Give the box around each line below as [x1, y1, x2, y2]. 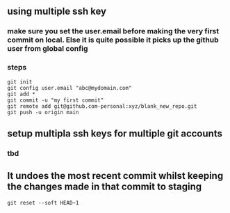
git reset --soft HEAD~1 [7, 199, 79, 206]
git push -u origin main [7, 109, 79, 116]
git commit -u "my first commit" [7, 97, 104, 104]
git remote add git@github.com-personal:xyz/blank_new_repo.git [7, 102, 197, 110]
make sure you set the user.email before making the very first [7, 26, 220, 36]
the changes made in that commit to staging [7, 181, 202, 193]
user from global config [7, 44, 88, 54]
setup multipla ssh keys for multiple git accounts [7, 128, 222, 139]
